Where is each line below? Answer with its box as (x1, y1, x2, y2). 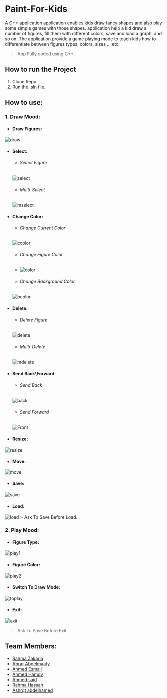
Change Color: (12, 213, 43, 219)
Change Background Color (19, 278, 75, 284)
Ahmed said (12, 676, 37, 682)
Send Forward (19, 409, 49, 415)
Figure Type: (12, 539, 40, 545)
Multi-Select (19, 186, 45, 193)
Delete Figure (19, 317, 48, 323)
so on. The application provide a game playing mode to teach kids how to (5, 36, 156, 42)
